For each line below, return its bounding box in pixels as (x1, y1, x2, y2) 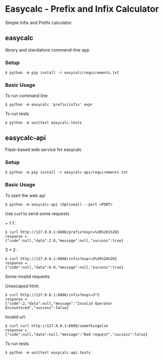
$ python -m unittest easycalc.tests (5, 120, 82, 126)
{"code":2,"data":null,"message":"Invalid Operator (5, 301, 113, 306)
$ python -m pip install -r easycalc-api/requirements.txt (5, 170, 128, 175)
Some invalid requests (5, 273, 50, 279)
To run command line (5, 93, 48, 99)
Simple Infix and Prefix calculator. (5, 20, 73, 26)
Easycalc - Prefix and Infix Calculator (5, 3, 159, 15)
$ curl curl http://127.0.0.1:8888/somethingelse (5, 323, 109, 328)
